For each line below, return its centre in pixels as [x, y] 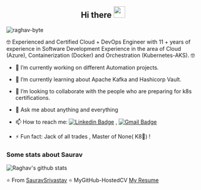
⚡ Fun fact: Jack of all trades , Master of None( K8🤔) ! [83, 136]
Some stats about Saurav [44, 154]
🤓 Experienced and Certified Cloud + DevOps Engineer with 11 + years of [99, 42]
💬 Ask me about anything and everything [66, 109]
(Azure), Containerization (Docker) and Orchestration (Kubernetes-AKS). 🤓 [101, 55]
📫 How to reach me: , [66, 122]
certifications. [33, 97]
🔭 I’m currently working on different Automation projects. [87, 67]
